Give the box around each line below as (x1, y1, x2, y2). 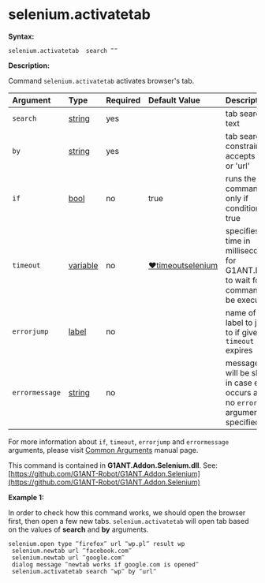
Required (106, 95, 141, 106)
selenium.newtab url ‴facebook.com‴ (11, 547, 132, 555)
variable (68, 260, 99, 271)
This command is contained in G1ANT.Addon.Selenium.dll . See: (8, 460, 218, 470)
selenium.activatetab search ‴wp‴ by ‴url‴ (11, 567, 157, 575)
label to (225, 317, 253, 328)
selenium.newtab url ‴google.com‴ (11, 554, 125, 562)
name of (225, 307, 256, 318)
